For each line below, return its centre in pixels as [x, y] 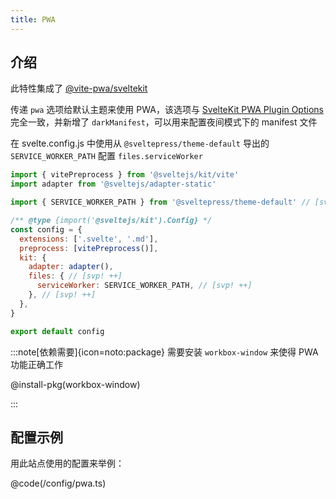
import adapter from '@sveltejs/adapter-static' [113, 184]
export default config [57, 331]
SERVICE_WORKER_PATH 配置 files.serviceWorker [106, 156]
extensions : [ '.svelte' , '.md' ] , [89, 239]
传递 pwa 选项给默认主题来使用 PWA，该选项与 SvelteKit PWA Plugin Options [167, 110]
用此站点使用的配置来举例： [67, 463]
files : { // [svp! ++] [75, 276]
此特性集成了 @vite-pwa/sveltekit [79, 88]
